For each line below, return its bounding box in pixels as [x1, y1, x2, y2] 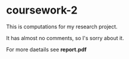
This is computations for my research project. [6, 23, 118, 30]
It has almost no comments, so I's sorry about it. [6, 34, 124, 41]
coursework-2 [6, 4, 78, 17]
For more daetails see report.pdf [6, 45, 87, 53]
